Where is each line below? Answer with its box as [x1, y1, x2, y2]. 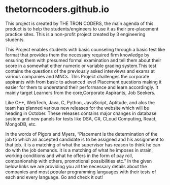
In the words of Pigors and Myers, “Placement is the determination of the [5, 131, 158, 137]
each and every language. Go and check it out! [5, 174, 103, 180]
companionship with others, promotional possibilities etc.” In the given [5, 158, 152, 164]
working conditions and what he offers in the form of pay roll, [5, 152, 133, 159]
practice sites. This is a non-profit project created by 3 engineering [5, 31, 146, 37]
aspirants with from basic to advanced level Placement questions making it [5, 79, 162, 85]
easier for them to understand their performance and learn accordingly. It [5, 84, 159, 90]
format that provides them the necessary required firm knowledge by [5, 52, 150, 58]
